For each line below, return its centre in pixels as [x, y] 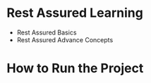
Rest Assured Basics [47, 32]
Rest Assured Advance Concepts [65, 39]
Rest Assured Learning [75, 13]
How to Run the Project [75, 69]
